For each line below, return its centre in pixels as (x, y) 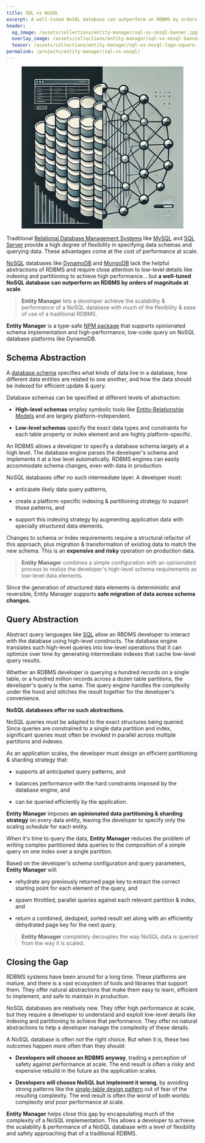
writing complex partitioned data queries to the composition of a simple (96, 845)
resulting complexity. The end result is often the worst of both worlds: (103, 1096)
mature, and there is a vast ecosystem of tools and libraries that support (97, 983)
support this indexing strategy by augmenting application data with (99, 519)
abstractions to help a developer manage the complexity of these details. (98, 1027)
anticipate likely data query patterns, (61, 489)
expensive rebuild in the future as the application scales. (86, 1071)
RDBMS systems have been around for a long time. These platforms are (96, 977)
